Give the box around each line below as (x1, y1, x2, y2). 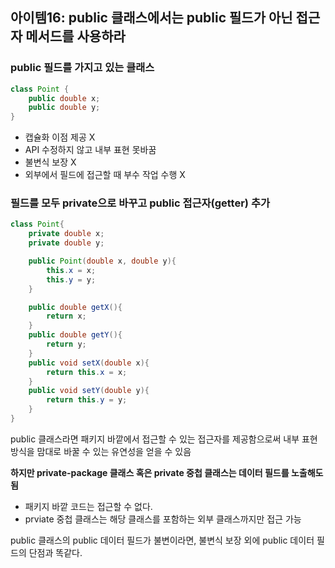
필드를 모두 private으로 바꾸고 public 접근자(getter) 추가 (10, 196, 270, 210)
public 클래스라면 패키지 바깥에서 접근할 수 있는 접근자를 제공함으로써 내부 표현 (10, 433, 318, 445)
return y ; (46, 339, 87, 350)
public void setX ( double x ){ (28, 358, 150, 368)
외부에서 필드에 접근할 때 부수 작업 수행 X (24, 169, 186, 181)
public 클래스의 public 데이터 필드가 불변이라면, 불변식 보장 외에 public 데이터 (10, 534, 315, 546)
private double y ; (28, 238, 105, 248)
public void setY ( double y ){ (28, 386, 150, 396)
